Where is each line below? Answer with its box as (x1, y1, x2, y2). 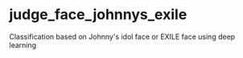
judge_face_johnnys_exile (9, 6, 187, 24)
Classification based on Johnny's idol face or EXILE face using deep (9, 32, 236, 41)
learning (9, 40, 37, 49)
